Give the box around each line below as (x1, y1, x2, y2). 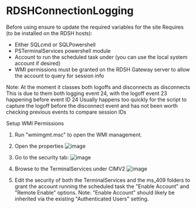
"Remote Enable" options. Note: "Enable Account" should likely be (14, 189, 175, 196)
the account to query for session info (14, 72, 104, 79)
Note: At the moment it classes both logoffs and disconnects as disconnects (6, 83, 191, 90)
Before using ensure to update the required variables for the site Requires (6, 23, 184, 30)
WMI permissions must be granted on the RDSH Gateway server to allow (14, 66, 190, 73)
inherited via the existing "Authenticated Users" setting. (14, 195, 149, 202)
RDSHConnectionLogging (6, 4, 134, 18)
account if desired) (14, 60, 61, 67)
